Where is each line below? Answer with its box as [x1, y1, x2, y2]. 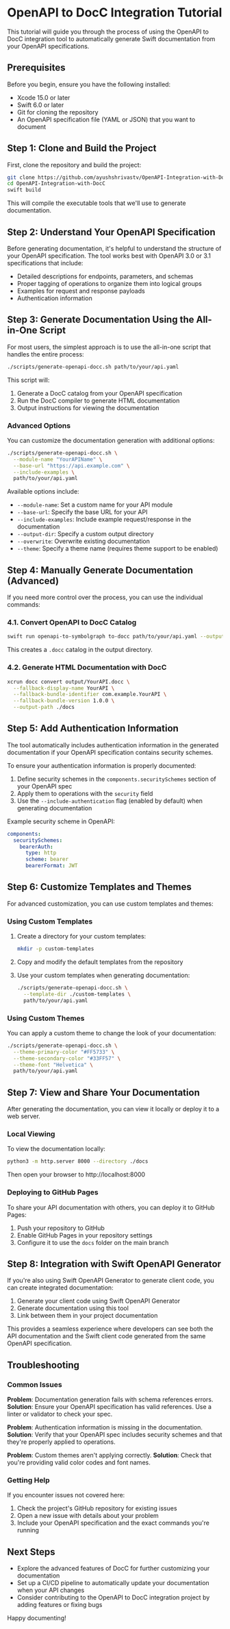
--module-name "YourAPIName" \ [13, 456, 103, 463]
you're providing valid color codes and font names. [7, 1458, 151, 1467]
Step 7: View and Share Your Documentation [7, 1087, 200, 1098]
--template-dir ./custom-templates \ [23, 991, 131, 998]
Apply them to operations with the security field [16, 789, 153, 797]
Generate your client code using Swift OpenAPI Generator [16, 1297, 180, 1305]
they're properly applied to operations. [7, 1438, 116, 1446]
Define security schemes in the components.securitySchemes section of [16, 775, 217, 783]
